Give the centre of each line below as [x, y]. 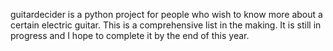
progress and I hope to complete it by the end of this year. [130, 35]
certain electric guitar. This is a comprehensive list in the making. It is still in [166, 25]
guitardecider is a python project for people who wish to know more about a [166, 14]
